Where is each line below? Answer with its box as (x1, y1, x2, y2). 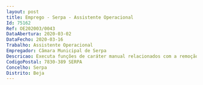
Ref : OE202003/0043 (6, 25, 56, 32)
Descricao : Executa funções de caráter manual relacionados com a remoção (6, 53, 199, 59)
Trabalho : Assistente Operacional (6, 42, 94, 48)
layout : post (6, 8, 39, 15)
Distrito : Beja (6, 70, 45, 76)
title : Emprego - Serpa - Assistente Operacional (6, 14, 134, 20)
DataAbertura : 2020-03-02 (6, 31, 71, 37)
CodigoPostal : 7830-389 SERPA (6, 59, 83, 65)
